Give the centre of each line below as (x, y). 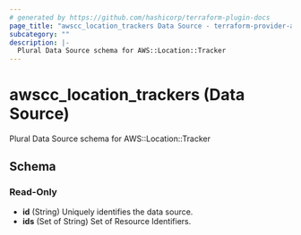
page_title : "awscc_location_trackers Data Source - (110, 26)
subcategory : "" (39, 34)
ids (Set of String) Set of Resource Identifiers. (107, 221)
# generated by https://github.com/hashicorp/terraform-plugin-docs (140, 17)
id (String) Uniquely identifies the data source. (107, 212)
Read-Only (34, 192)
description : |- (39, 42)
